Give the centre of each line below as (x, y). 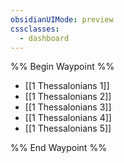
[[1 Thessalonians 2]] (68, 97)
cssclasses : (35, 29)
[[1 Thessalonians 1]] (67, 86)
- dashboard (44, 38)
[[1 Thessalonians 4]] (68, 118)
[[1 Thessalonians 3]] (68, 107)
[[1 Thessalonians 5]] (68, 128)
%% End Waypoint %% (58, 148)
